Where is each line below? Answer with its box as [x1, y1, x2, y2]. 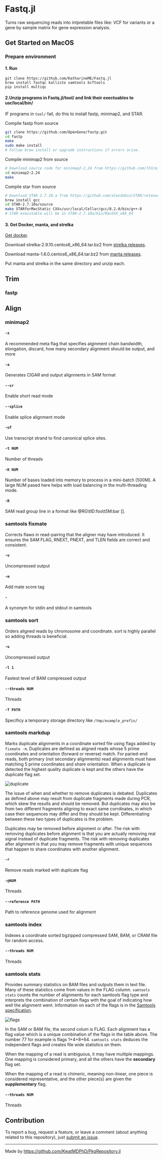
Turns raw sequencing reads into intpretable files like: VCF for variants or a [5, 19, 155, 25]
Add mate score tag [5, 584, 45, 590]
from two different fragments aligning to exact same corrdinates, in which [5, 805, 152, 812]
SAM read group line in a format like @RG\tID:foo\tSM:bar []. [5, 509, 125, 514]
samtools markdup [5, 730, 50, 736]
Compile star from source [5, 184, 56, 189]
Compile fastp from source [5, 120, 59, 126]
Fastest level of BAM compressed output [5, 675, 86, 681]
